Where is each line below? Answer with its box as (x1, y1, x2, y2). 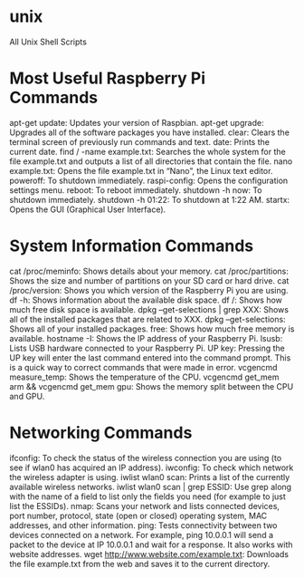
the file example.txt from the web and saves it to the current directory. (9, 558, 271, 569)
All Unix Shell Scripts (9, 36, 88, 47)
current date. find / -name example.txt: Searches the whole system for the (9, 146, 287, 157)
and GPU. (9, 390, 45, 401)
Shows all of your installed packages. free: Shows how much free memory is (9, 323, 295, 334)
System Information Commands (9, 236, 254, 256)
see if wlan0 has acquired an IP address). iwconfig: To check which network (9, 462, 294, 473)
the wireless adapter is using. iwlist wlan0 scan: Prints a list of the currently (9, 471, 290, 482)
